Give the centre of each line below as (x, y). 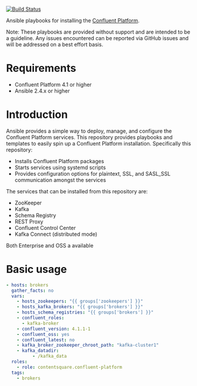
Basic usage (36, 270)
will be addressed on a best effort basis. (55, 44)
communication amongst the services (60, 180)
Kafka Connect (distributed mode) (56, 234)
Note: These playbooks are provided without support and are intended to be (98, 32)
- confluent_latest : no (46, 340)
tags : (18, 372)
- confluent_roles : (41, 318)
